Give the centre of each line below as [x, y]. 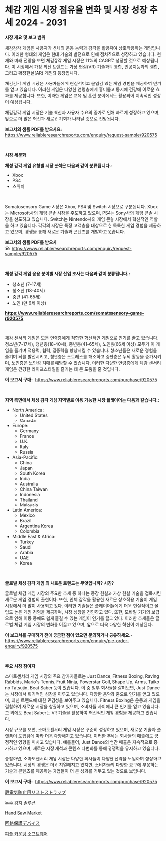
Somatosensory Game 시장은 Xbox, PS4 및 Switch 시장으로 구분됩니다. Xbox [82, 206]
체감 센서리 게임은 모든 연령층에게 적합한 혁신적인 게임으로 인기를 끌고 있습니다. [82, 338]
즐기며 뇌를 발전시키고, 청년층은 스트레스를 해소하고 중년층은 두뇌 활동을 [75, 356]
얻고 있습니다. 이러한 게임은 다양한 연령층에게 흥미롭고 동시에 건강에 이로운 [82, 89]
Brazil [26, 520]
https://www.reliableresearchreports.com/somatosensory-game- [75, 313]
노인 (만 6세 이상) [29, 303]
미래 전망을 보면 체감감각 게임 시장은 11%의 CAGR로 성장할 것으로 [78, 60]
